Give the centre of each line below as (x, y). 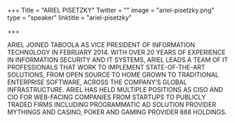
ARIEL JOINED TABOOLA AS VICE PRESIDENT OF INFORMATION (101, 45)
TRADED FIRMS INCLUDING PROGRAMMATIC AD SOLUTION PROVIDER (112, 104)
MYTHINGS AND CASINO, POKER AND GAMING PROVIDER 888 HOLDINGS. (117, 112)
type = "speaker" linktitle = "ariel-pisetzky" (69, 18)
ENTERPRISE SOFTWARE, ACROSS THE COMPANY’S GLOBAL (97, 82)
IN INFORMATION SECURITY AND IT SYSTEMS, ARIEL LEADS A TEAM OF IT (118, 60)
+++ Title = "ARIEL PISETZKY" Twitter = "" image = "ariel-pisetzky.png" (111, 10)
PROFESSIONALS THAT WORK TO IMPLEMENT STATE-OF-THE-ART (106, 67)
